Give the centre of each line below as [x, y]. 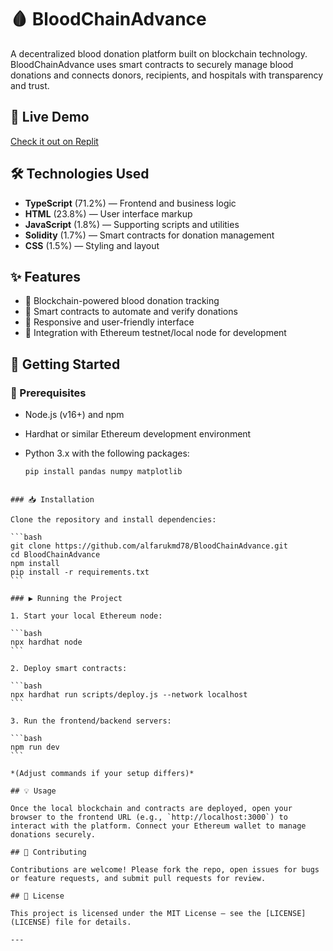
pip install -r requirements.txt [80, 572]
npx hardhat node [46, 642]
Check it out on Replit [54, 141]
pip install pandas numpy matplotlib [103, 472]
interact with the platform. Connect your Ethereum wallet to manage [158, 826]
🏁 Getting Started [65, 364]
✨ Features [45, 276]
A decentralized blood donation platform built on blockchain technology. [159, 53]
